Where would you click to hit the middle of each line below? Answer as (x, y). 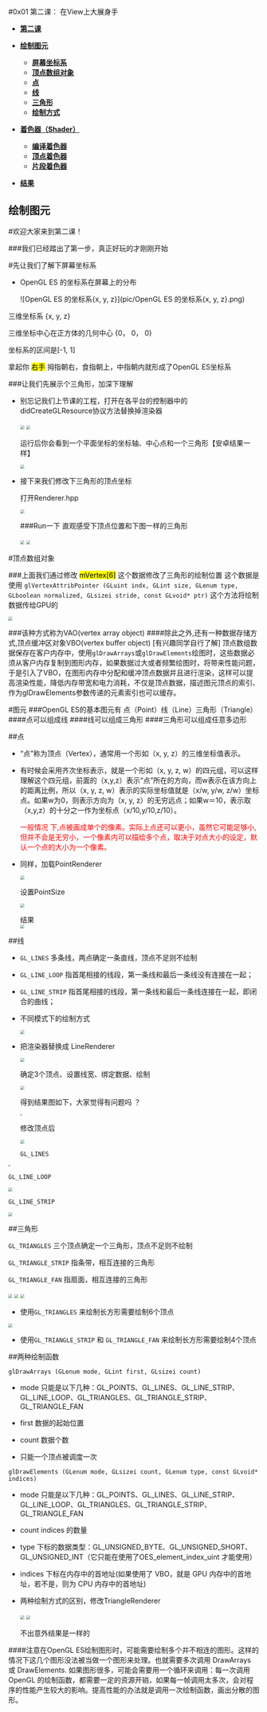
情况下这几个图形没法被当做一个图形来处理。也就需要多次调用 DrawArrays (130, 1659)
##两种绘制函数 (34, 1357)
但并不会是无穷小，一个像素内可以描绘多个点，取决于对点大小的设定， (135, 837)
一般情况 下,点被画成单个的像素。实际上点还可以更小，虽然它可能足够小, (138, 827)
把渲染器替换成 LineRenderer (67, 1046)
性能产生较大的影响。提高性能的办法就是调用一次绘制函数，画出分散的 (137, 1690)
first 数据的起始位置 (52, 1423)
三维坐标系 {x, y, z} (39, 316)
